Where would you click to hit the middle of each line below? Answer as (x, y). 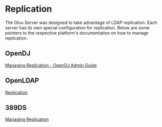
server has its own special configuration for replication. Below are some (77, 27)
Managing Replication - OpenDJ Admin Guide (51, 65)
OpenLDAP (22, 81)
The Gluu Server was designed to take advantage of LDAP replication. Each (81, 22)
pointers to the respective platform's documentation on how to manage (77, 33)
